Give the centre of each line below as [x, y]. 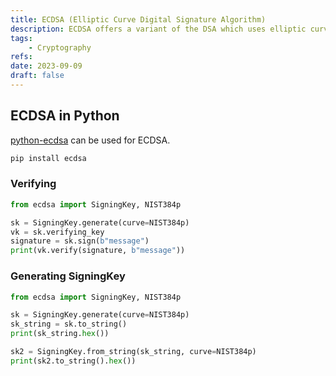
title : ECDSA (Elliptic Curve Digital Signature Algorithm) [138, 19]
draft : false [37, 76]
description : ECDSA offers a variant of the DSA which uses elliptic [158, 29]
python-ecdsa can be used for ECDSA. [90, 140]
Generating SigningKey [68, 276]
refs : [21, 57]
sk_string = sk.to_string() [69, 324]
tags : [21, 38]
